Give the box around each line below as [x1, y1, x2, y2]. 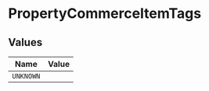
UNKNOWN [12, 72, 41, 80]
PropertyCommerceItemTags [8, 5, 202, 23]
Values [8, 36, 43, 49]
